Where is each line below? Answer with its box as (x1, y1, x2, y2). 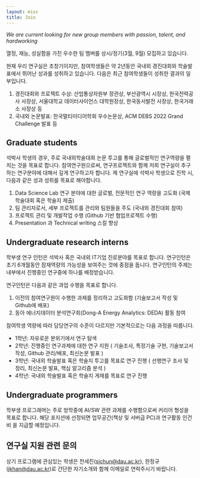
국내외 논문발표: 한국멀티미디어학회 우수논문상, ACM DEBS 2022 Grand (14, 112, 183, 120)
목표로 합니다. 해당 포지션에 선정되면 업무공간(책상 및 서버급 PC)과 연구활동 (6, 414, 181, 421)
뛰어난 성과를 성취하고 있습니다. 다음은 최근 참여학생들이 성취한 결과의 (21, 69, 185, 77)
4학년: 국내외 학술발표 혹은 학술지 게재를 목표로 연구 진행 (14, 372, 147, 379)
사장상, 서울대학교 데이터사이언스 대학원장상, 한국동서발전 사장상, (21, 97, 173, 105)
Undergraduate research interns (6, 237, 129, 247)
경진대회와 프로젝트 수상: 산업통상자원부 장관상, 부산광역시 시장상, (14, 90, 168, 97)
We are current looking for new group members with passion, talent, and (6, 31, 186, 38)
